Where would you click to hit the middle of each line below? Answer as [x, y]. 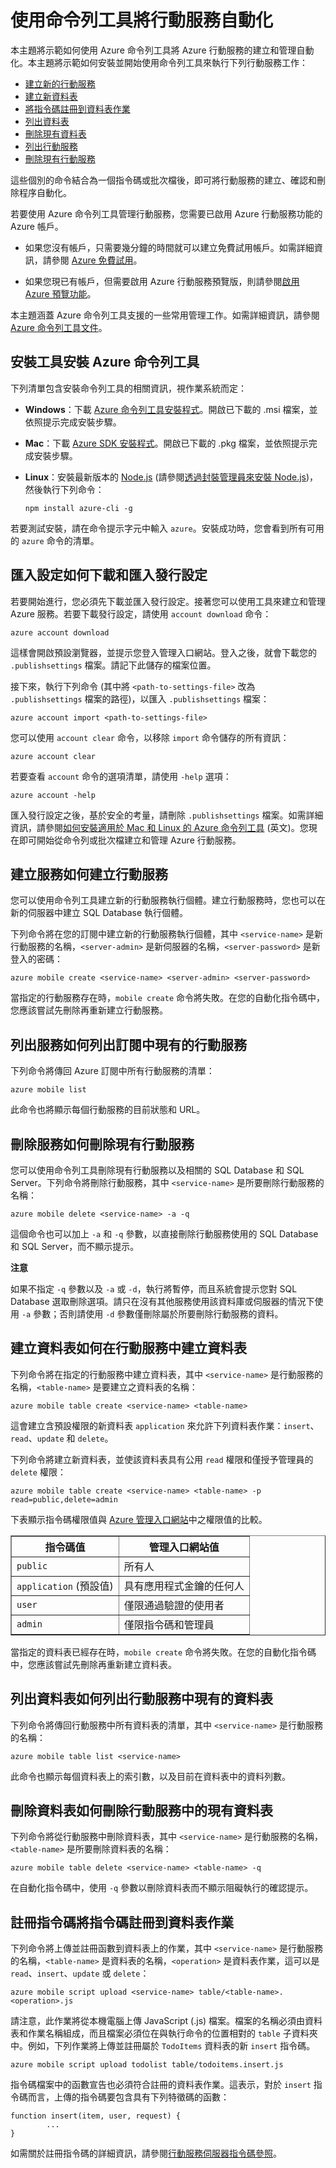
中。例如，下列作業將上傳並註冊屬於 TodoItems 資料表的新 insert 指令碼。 [163, 2046]
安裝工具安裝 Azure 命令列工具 [105, 362]
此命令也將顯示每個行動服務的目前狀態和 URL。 [108, 1110]
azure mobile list [48, 1090]
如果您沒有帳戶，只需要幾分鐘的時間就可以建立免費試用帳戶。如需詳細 [169, 247]
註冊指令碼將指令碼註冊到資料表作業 [122, 1922]
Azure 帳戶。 [37, 226]
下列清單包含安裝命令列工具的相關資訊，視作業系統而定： [128, 388]
